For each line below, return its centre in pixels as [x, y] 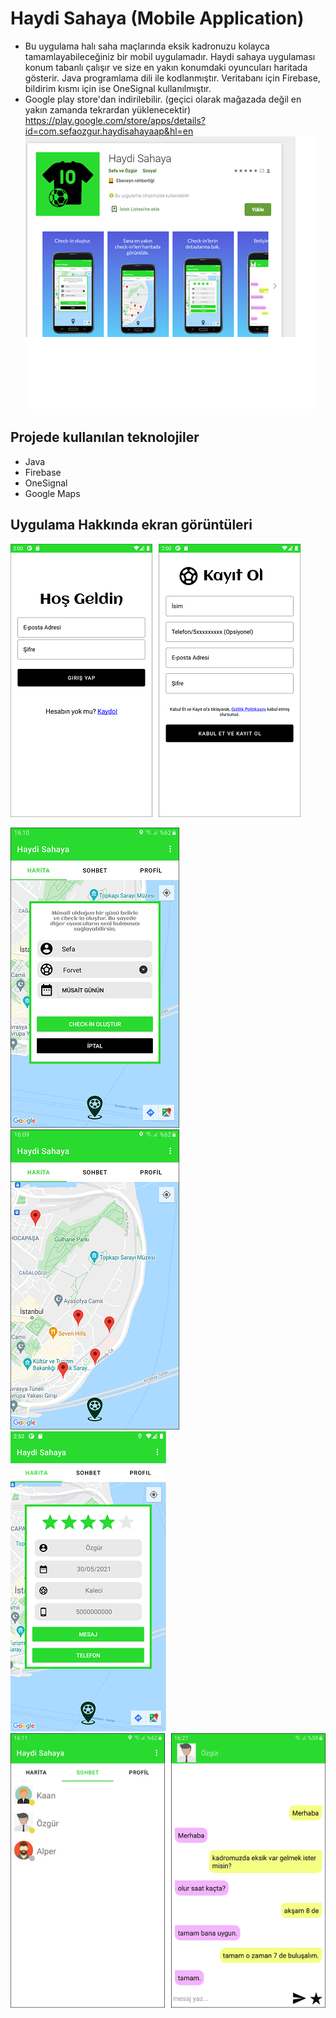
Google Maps [52, 493]
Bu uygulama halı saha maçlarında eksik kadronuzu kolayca [147, 46]
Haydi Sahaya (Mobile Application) [157, 18]
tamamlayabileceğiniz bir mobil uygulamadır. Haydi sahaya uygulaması [170, 56]
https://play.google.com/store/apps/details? [115, 120]
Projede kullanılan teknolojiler [105, 437]
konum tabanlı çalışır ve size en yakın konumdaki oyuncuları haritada [166, 67]
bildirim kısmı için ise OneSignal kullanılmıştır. [118, 88]
